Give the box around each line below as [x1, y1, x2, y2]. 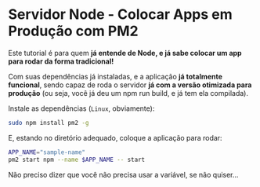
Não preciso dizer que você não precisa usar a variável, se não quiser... [8, 170, 239, 179]
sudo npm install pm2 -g [8, 119, 89, 126]
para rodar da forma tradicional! [8, 57, 114, 66]
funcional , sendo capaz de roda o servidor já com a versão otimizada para [8, 80, 252, 90]
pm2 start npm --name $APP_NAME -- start [8, 156, 146, 163]
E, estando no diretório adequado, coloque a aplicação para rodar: [8, 133, 222, 142]
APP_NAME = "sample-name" [8, 148, 86, 156]
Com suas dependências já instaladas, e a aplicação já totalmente [8, 71, 223, 81]
